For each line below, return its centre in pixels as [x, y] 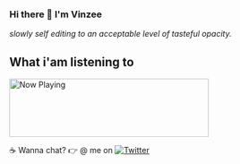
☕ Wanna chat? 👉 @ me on [61, 151]
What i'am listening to [72, 62]
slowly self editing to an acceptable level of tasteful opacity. [120, 34]
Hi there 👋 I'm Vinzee [56, 14]
